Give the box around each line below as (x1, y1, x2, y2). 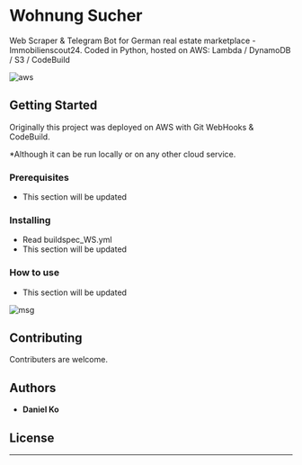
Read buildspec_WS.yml (22, 235, 112, 246)
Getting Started (9, 98, 98, 113)
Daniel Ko (22, 404, 60, 415)
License (9, 430, 55, 445)
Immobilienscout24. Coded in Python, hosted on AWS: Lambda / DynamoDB (9, 44, 291, 55)
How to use (9, 266, 60, 279)
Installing (9, 213, 51, 226)
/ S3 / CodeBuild (9, 54, 70, 65)
